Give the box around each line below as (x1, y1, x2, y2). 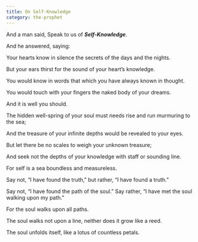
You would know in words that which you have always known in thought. (6, 77, 185, 84)
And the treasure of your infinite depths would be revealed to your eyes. (6, 130, 184, 137)
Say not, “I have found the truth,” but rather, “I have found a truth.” (6, 176, 169, 183)
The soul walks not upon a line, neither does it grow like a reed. (6, 217, 162, 224)
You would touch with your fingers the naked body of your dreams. (6, 88, 172, 96)
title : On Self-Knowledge (6, 8, 71, 15)
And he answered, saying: (6, 42, 71, 50)
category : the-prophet (6, 14, 63, 20)
